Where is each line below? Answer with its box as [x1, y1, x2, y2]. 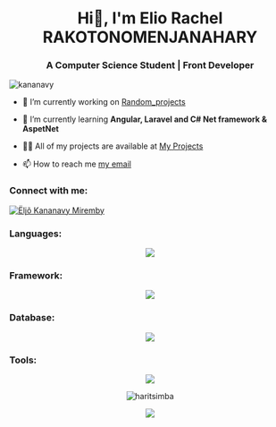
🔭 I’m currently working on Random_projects [21, 97, 186, 107]
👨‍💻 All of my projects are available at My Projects [21, 141, 204, 151]
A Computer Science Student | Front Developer [46, 59, 255, 72]
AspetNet [21, 124, 60, 134]
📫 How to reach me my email [21, 158, 132, 169]
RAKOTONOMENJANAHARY [42, 27, 258, 47]
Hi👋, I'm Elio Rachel [77, 8, 223, 29]
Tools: [9, 354, 38, 366]
